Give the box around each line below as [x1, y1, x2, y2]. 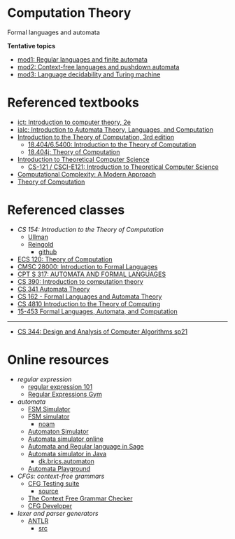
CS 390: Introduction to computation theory [17, 277, 143, 285]
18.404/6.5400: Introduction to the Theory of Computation [27, 140, 197, 149]
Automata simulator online [27, 435, 104, 443]
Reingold [27, 240, 54, 248]
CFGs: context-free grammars [17, 472, 105, 480]
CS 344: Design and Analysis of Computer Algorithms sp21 [17, 327, 187, 336]
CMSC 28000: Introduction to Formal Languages [17, 262, 158, 271]
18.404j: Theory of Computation [27, 147, 120, 156]
